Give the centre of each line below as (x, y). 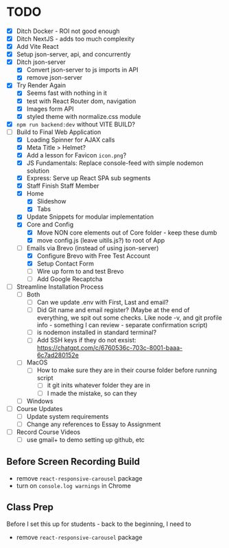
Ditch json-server (41, 62)
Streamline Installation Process (60, 287)
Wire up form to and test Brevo (80, 271)
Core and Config (50, 225)
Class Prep (30, 507)
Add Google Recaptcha (70, 278)
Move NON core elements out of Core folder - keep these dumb (127, 232)
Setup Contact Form (65, 263)
